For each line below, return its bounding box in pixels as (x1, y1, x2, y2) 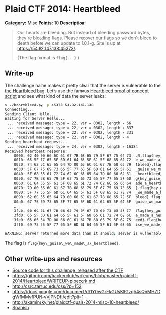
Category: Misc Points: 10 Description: (5, 20, 86, 26)
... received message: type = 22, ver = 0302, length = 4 (7, 135, 129, 140)
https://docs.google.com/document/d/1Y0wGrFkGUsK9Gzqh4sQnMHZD (12, 289, 161, 295)
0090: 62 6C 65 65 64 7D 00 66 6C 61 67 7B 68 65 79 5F (14, 195, 132, 200)
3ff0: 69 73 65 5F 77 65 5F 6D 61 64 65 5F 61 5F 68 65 (14, 222, 132, 227)
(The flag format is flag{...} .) (17, 54, 79, 60)
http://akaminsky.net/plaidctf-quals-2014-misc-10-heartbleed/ (12, 299, 139, 305)
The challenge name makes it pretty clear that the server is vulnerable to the (5, 82, 161, 88)
